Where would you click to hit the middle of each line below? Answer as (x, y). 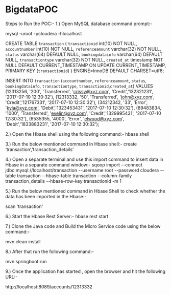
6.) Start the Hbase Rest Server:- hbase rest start (57, 216)
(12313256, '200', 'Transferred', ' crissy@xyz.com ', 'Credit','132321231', (79, 91)
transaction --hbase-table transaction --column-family (75, 176)
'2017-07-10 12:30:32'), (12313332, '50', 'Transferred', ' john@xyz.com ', (80, 97)
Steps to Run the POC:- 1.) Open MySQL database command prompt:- (79, 24)
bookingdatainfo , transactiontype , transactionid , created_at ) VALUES (79, 86)
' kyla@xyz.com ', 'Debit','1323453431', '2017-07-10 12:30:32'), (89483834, (83, 108)
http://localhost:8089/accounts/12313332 (49, 287)
